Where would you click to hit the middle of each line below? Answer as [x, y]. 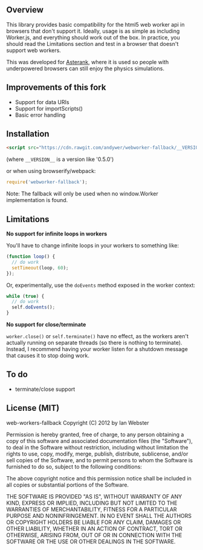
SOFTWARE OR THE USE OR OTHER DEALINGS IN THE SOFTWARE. [91, 542]
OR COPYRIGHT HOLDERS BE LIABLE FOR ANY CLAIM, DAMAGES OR [94, 522]
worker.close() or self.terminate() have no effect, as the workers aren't [98, 336]
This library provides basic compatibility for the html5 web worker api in [95, 24]
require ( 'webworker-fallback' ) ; [47, 182]
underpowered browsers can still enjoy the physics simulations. [85, 68]
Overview [25, 10]
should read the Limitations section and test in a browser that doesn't [92, 44]
